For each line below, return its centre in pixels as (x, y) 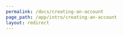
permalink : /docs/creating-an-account (55, 12)
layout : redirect (28, 23)
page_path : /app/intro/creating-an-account (62, 17)
